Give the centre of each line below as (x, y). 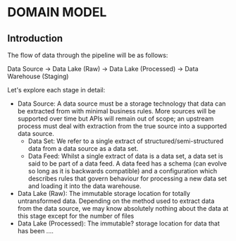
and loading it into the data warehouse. (85, 186)
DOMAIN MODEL (57, 12)
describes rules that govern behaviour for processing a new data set (128, 178)
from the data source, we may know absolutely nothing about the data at (123, 208)
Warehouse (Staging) (38, 76)
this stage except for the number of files (76, 216)
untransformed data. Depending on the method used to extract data (116, 201)
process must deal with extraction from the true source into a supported (122, 126)
